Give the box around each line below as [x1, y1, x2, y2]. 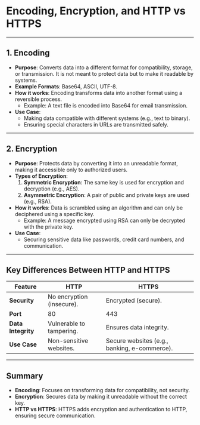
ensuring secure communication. [14, 412, 96, 419]
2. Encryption [6, 144, 58, 154]
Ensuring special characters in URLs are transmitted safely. [23, 121, 168, 128]
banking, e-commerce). [106, 344, 173, 353]
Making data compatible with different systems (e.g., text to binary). [23, 115, 190, 122]
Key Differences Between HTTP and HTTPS [6, 264, 171, 275]
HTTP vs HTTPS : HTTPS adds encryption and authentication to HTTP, [14, 406, 187, 413]
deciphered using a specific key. [14, 210, 95, 217]
